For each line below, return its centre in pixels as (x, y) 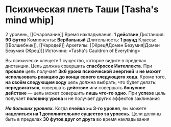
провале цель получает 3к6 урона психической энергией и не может (83, 71)
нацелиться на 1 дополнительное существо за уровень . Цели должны (83, 114)
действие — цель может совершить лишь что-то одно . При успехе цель (86, 93)
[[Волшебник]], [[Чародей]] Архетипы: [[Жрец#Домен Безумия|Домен (82, 45)
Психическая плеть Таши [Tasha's (82, 9)
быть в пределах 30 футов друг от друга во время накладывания (77, 119)
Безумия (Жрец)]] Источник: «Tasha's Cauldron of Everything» (73, 50)
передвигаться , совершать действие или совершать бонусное (75, 87)
